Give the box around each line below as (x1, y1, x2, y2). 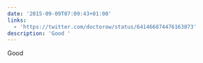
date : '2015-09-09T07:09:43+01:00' (7, 10, 112, 17)
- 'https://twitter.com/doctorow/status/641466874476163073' (13, 23, 197, 30)
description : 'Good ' (7, 29, 71, 37)
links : (7, 17, 27, 24)
